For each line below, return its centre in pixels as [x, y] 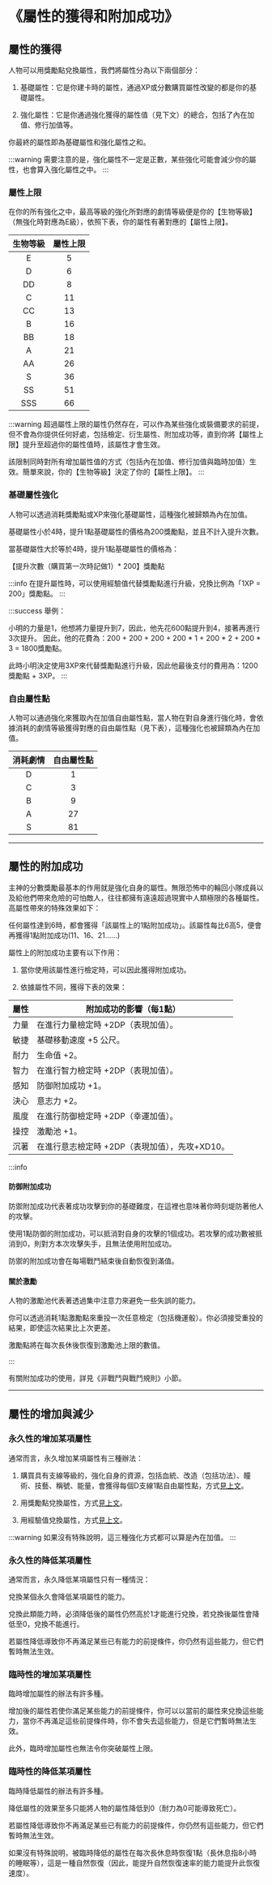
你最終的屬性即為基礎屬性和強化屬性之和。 [79, 142]
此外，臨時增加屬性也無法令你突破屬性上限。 [83, 1749]
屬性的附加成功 [46, 866]
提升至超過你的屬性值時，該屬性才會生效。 [93, 445]
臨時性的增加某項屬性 [50, 1675]
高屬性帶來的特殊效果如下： [55, 908]
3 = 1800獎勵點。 [37, 648]
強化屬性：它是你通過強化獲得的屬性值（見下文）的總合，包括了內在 [134, 115]
